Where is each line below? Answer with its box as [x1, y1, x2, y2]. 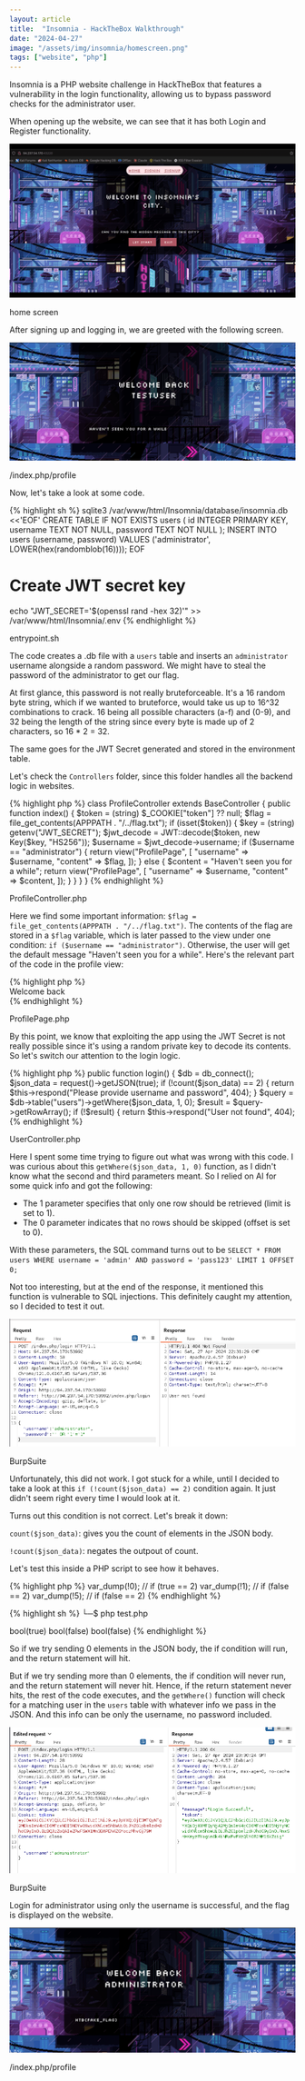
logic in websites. [9, 780, 75, 791]
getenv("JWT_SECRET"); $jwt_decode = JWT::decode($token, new [9, 827, 261, 838]
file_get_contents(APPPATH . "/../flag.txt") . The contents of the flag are [9, 920, 293, 931]
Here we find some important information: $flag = [9, 910, 197, 921]
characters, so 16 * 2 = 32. [9, 725, 111, 736]
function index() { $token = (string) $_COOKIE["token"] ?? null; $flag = [9, 807, 272, 818]
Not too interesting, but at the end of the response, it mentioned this [9, 1281, 264, 1292]
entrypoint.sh [9, 632, 60, 643]
